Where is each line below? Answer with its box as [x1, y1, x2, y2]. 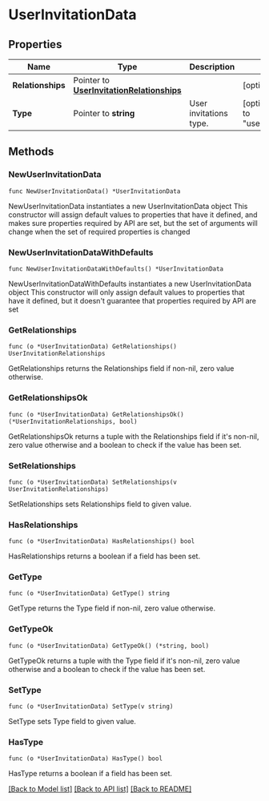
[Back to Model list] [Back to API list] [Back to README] [8, 784, 192, 794]
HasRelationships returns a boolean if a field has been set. [8, 551, 201, 562]
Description [189, 62, 235, 72]
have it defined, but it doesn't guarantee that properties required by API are [8, 296, 256, 305]
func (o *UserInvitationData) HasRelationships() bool [8, 537, 195, 545]
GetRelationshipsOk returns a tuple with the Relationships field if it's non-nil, [8, 431, 259, 441]
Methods [8, 145, 54, 159]
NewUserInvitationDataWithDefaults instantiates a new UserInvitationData [8, 279, 252, 288]
